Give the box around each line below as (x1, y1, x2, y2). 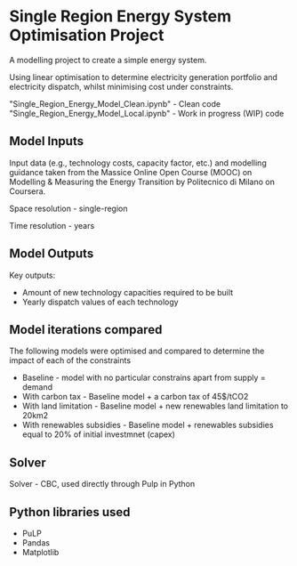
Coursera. (9, 185, 46, 197)
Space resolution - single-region (9, 203, 128, 214)
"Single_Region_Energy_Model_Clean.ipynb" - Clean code (9, 98, 221, 109)
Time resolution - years (9, 220, 95, 230)
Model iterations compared (9, 322, 163, 337)
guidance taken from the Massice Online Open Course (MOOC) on (9, 166, 253, 177)
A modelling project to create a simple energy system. (9, 54, 207, 65)
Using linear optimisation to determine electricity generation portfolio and (9, 71, 278, 82)
